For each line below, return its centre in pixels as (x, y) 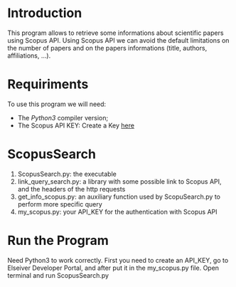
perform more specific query (60, 204)
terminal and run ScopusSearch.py (58, 275)
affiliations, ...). (29, 56)
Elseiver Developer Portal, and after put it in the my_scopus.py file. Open (113, 268)
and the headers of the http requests (71, 189)
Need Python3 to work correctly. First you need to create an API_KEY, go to (118, 260)
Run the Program (58, 241)
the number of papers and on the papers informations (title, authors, (107, 48)
